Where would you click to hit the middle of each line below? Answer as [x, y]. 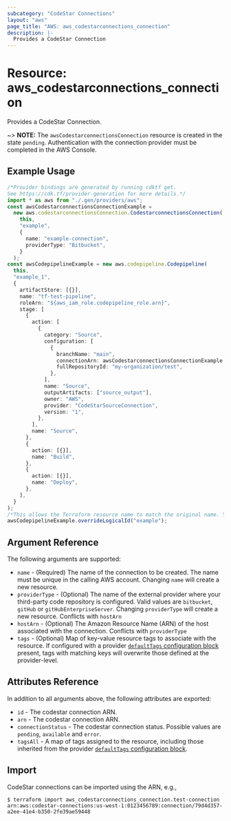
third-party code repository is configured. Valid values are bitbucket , [115, 602]
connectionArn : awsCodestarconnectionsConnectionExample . [141, 360]
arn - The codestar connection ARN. [68, 719]
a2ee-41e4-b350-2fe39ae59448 [49, 811]
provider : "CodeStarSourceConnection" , [101, 405]
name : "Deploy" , [55, 483]
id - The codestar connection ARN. [67, 712]
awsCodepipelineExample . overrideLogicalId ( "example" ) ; [87, 521]
